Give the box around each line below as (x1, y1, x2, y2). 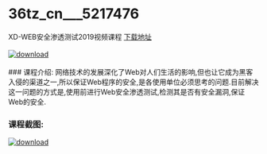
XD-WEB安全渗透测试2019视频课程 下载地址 (8, 32, 153, 41)
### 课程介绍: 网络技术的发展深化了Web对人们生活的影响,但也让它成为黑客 (8, 67, 253, 76)
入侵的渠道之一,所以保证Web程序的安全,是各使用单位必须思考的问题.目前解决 (8, 77, 259, 87)
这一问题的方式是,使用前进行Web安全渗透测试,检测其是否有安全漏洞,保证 (8, 87, 245, 96)
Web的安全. (8, 97, 46, 106)
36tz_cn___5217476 (8, 5, 140, 23)
